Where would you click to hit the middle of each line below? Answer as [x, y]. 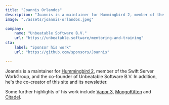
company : [14, 28]
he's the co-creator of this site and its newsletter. [56, 82]
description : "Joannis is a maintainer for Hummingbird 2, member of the [85, 15]
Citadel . [13, 97]
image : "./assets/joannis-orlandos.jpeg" [50, 19]
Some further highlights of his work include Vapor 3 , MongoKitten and [78, 91]
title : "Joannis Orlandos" [34, 10]
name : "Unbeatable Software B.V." [51, 33]
